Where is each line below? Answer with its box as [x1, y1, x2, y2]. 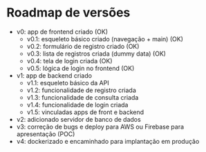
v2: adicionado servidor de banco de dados [16, 115, 141, 123]
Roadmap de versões [6, 5, 131, 21]
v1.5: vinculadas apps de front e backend [26, 108, 144, 116]
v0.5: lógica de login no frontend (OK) [26, 64, 135, 72]
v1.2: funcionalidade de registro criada [26, 86, 136, 94]
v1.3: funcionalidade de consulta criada [26, 93, 139, 101]
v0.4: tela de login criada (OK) [26, 56, 113, 65]
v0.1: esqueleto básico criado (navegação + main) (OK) [26, 34, 184, 43]
